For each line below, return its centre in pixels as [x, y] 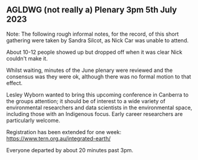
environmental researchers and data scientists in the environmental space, [99, 107]
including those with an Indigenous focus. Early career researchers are [94, 114]
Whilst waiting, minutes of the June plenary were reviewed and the [90, 70]
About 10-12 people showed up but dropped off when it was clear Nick [94, 52]
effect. [15, 83]
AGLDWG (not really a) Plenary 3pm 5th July [92, 10]
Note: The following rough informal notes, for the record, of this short [93, 34]
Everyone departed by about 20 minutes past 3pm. [70, 150]
